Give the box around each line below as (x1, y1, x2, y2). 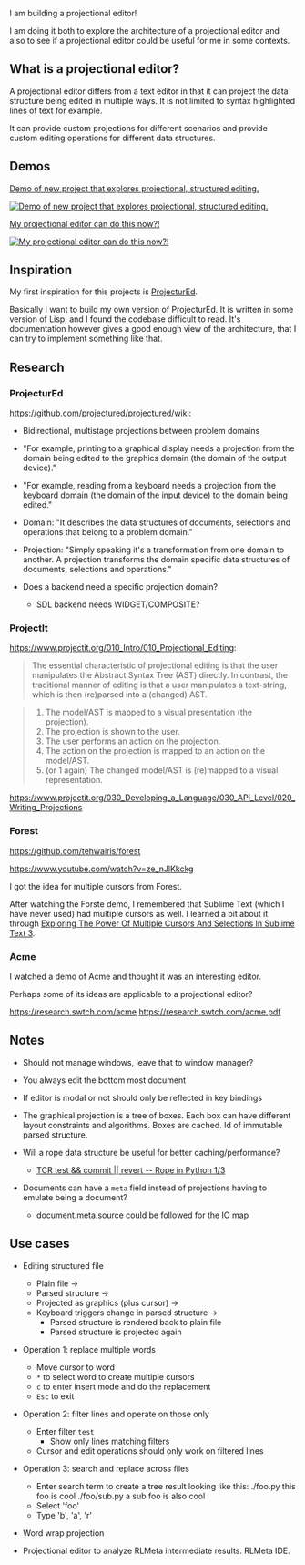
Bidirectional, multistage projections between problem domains (22, 426, 260, 437)
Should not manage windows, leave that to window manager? (22, 1056, 254, 1067)
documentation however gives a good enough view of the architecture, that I (9, 324, 297, 335)
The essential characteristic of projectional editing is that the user (31, 660, 279, 671)
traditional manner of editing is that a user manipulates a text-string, (31, 679, 287, 691)
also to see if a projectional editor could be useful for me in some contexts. (9, 36, 290, 46)
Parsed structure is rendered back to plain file (49, 1316, 222, 1327)
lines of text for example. (9, 105, 103, 116)
